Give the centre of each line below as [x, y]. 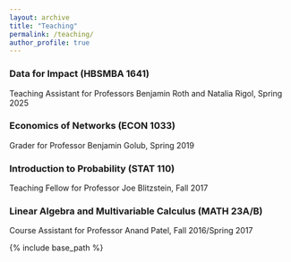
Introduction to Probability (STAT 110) [92, 168]
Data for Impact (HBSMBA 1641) [79, 74]
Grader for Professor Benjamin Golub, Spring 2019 [102, 145]
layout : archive [39, 17]
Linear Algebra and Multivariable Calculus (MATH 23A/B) [136, 211]
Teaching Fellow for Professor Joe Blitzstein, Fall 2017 [109, 188]
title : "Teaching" [43, 26]
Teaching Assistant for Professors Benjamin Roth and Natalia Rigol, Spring [146, 93]
